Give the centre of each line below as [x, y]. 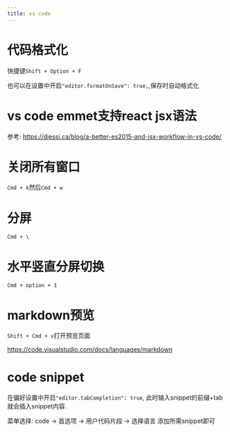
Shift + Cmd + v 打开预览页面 [49, 336]
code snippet [46, 378]
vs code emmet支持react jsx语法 [102, 116]
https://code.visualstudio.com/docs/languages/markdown [90, 349]
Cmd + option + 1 [32, 286]
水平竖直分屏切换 [56, 267]
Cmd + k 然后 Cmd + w [35, 187]
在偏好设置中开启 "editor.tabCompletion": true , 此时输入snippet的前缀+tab [115, 398]
